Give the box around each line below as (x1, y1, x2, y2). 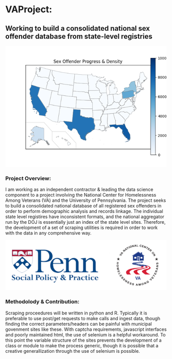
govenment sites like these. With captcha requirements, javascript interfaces (5, 326, 167, 332)
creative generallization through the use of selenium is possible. (5, 348, 140, 354)
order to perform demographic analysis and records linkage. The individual (5, 208, 163, 215)
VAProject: (5, 4, 52, 15)
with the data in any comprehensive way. (5, 230, 92, 236)
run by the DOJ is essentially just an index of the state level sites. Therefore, (5, 219, 166, 225)
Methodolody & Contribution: (5, 298, 80, 305)
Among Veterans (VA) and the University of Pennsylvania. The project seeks (5, 197, 166, 203)
